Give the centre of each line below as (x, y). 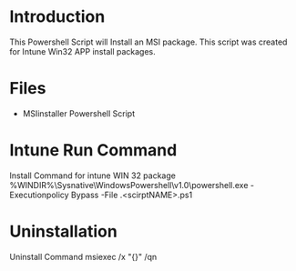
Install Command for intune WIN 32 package (92, 176)
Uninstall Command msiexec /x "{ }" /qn (83, 256)
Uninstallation (64, 231)
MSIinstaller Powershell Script (79, 113)
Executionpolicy (40, 195)
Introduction (57, 17)
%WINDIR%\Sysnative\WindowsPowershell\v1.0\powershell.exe (129, 185)
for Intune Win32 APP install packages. (83, 51)
